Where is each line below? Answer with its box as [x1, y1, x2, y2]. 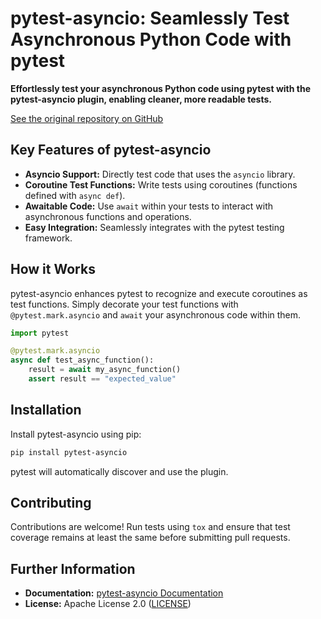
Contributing [10, 495, 92, 512]
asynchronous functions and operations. [24, 210, 192, 222]
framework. [24, 232, 73, 244]
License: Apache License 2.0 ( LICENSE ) [24, 598, 192, 610]
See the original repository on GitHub [10, 112, 164, 124]
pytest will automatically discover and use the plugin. [10, 465, 229, 477]
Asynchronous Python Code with [10, 28, 292, 51]
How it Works [10, 261, 96, 278]
